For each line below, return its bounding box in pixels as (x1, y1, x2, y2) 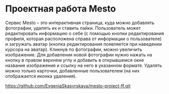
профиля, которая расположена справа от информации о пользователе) (5, 36, 162, 42)
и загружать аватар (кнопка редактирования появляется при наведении (5, 41, 162, 47)
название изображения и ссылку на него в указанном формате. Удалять (5, 62, 162, 68)
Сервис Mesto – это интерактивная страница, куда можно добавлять (5, 20, 155, 26)
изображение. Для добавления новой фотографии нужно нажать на (5, 51, 152, 58)
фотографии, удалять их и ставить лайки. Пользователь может (5, 25, 141, 31)
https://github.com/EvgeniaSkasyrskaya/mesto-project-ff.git (5, 82, 131, 88)
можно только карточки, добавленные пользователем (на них (5, 67, 140, 73)
